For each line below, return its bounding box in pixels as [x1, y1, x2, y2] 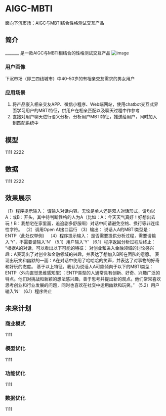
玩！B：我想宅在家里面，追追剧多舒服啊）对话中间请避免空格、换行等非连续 [5, 220, 160, 226]
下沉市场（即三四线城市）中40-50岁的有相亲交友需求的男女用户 [5, 76, 135, 82]
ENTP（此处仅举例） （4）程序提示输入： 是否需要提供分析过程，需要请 [5, 232, 152, 238]
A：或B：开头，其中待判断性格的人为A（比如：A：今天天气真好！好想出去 [5, 214, 156, 220]
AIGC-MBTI [5, 3, 53, 14]
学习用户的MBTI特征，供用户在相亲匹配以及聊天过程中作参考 [16, 107, 140, 114]
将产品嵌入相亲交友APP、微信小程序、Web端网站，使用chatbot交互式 [12, 101, 154, 107]
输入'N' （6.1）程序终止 [5, 288, 52, 294]
